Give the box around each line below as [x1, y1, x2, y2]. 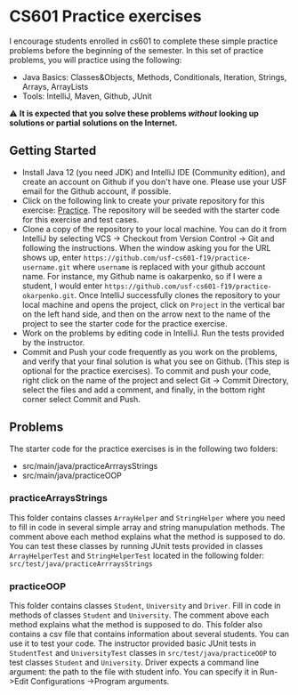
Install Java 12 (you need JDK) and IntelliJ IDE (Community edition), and [21, 166, 286, 177]
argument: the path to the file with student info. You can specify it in [9, 667, 258, 677]
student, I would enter [21, 280, 103, 291]
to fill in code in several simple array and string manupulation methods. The [9, 521, 286, 532]
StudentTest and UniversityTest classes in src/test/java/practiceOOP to [9, 648, 278, 659]
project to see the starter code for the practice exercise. [21, 318, 228, 328]
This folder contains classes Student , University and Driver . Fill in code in [9, 601, 282, 611]
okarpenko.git [21, 291, 75, 300]
